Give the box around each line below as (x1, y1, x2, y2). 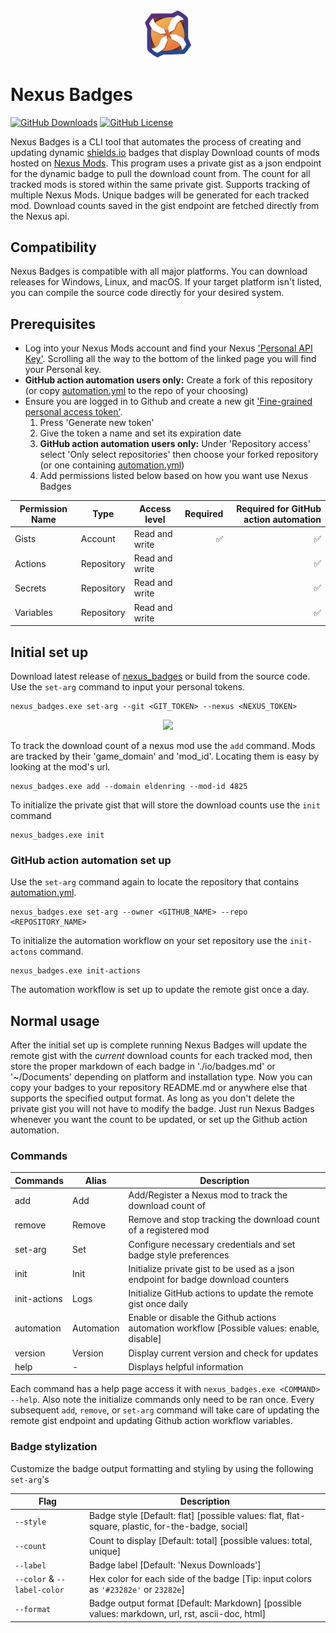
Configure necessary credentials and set (128, 1238, 296, 1250)
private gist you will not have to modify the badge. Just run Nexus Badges (10, 1103, 315, 1115)
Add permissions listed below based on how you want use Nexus (39, 470, 309, 482)
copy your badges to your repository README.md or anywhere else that (10, 1082, 308, 1094)
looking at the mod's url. (10, 760, 111, 773)
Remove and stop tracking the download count (128, 1214, 320, 1226)
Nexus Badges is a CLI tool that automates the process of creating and (10, 135, 302, 148)
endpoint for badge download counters (128, 1273, 290, 1285)
